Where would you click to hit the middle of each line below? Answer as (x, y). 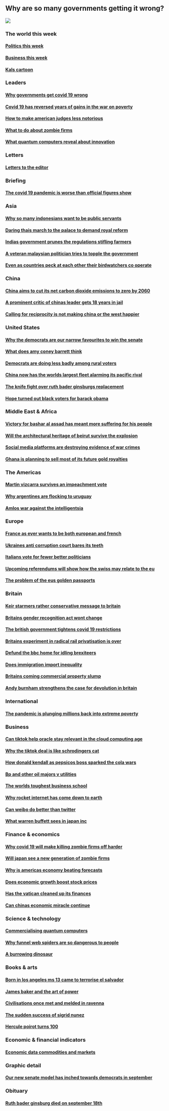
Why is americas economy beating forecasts (54, 870)
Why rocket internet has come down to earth (54, 798)
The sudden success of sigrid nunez (45, 1015)
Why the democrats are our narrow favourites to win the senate (74, 340)
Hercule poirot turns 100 (32, 1027)
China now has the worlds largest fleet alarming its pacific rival (74, 375)
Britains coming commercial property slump (53, 676)
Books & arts (21, 967)
